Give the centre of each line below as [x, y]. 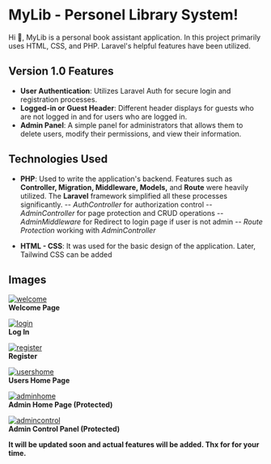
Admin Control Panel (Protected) [64, 429]
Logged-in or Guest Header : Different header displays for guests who [137, 108]
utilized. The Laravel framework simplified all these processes [124, 196]
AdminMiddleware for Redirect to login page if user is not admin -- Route [141, 221]
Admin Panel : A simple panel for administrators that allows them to [131, 125]
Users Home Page [39, 381]
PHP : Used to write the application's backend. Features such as [126, 179]
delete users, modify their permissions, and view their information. [131, 133]
